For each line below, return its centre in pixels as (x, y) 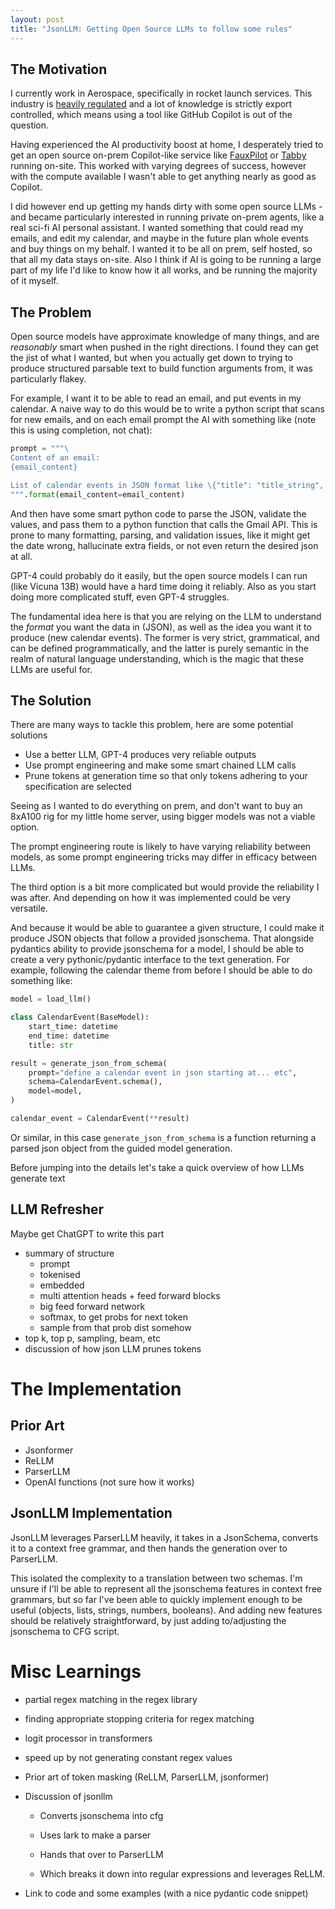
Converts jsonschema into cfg (101, 1815)
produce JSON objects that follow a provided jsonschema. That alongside (162, 938)
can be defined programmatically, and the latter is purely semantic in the (160, 648)
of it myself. (34, 281)
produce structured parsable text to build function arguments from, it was (161, 368)
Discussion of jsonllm (68, 1796)
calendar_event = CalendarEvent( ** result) (100, 1119)
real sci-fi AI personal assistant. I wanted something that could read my (157, 228)
